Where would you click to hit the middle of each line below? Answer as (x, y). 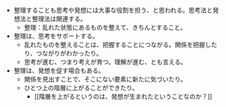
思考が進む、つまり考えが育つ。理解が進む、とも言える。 (105, 62)
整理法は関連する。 (59, 19)
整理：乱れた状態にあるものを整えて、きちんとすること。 (105, 27)
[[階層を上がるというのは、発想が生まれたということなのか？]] (123, 96)
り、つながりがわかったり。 (63, 53)
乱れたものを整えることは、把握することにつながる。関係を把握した (121, 45)
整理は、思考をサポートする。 (56, 36)
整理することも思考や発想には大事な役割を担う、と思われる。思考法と (113, 10)
